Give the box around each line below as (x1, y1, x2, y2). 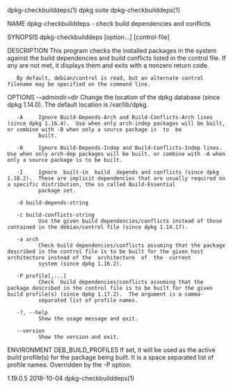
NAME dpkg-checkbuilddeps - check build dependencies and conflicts (7, 20, 211, 27)
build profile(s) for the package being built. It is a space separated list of (7, 353, 214, 361)
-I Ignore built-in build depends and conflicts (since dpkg (16, 169, 219, 176)
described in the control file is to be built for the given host (7, 248, 204, 255)
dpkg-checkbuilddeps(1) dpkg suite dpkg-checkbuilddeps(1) (7, 6, 181, 14)
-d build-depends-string (16, 199, 89, 206)
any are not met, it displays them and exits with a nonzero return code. (7, 61, 209, 69)
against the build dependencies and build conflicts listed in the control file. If (7, 54, 226, 62)
